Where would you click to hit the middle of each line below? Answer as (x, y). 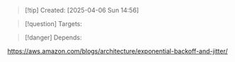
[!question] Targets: (53, 24)
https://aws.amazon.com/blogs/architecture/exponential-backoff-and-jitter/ (117, 51)
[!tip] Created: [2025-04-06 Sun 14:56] (82, 10)
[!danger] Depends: (53, 37)
